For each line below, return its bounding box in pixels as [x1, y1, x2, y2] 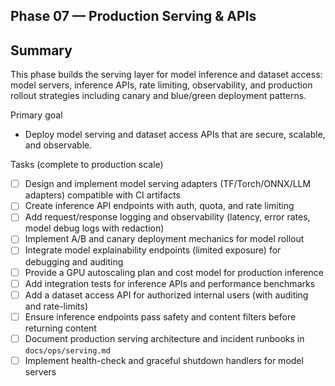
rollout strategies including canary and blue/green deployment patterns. [10, 90, 307, 102]
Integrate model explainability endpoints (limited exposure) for [24, 244, 282, 256]
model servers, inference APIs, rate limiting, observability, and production [10, 79, 313, 91]
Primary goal [10, 109, 63, 121]
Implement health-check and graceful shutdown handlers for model [24, 354, 304, 366]
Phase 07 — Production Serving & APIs [10, 8, 257, 25]
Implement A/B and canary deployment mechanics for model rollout [24, 233, 305, 245]
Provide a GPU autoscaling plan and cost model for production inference [24, 266, 325, 278]
